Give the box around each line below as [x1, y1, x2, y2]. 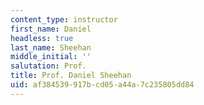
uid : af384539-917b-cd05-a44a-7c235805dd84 [10, 80, 195, 90]
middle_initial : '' [10, 52, 92, 62]
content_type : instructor [10, 14, 118, 25]
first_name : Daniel [10, 24, 92, 34]
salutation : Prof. [10, 61, 87, 71]
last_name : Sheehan [10, 42, 92, 53]
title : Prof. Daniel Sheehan [10, 71, 132, 81]
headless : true [10, 33, 74, 43]
